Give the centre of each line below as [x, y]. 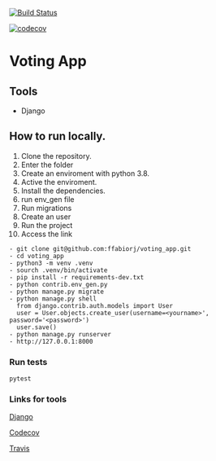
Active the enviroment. [59, 182]
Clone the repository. [56, 156]
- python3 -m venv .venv [51, 263]
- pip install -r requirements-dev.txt [77, 277]
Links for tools [38, 399]
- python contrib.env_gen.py [58, 284]
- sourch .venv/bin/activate [58, 270]
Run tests [28, 362]
